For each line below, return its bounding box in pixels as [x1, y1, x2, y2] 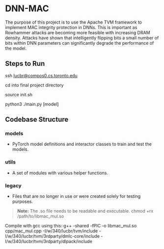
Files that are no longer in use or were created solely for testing [12, 194, 141, 199]
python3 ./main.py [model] [5, 101, 59, 107]
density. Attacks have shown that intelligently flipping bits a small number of [5, 35, 159, 41]
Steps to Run [5, 59, 45, 68]
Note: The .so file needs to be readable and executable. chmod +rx [17, 208, 154, 214]
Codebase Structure [5, 115, 69, 124]
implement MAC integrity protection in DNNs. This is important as [5, 24, 137, 30]
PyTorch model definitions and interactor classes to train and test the [12, 141, 152, 147]
